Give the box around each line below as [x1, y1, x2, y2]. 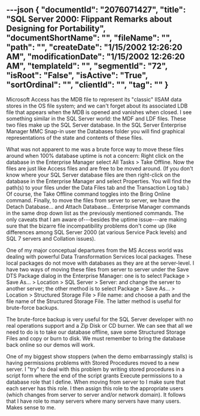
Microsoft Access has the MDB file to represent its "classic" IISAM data [6, 95, 182, 103]
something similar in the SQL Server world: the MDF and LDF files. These [6, 115, 187, 122]
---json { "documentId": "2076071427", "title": [6, 5, 186, 15]
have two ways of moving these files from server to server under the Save [6, 265, 189, 273]
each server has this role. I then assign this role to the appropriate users [6, 384, 184, 392]
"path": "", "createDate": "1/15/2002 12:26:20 [6, 42, 183, 53]
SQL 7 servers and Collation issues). [6, 235, 96, 242]
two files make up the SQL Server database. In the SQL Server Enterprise [6, 121, 187, 128]
